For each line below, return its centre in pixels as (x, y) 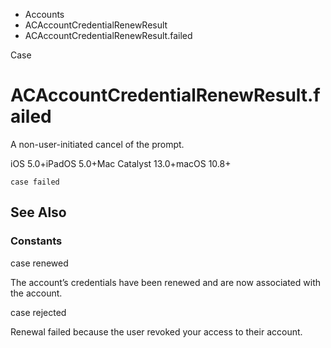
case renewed (39, 263)
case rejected (38, 312)
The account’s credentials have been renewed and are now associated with (166, 282)
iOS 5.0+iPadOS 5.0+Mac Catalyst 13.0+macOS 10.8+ (121, 163)
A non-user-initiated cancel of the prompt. (97, 144)
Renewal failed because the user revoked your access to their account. (156, 331)
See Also (38, 212)
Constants (36, 241)
